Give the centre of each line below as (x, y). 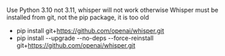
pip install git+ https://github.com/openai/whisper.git (90, 31)
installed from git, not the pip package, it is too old (78, 17)
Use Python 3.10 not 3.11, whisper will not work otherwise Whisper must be (112, 10)
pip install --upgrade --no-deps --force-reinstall (85, 38)
